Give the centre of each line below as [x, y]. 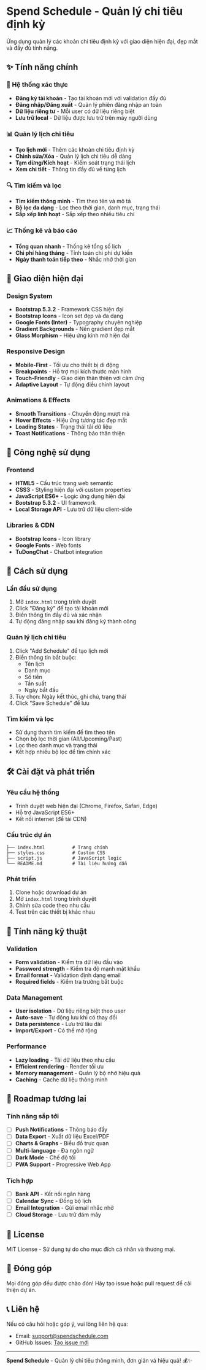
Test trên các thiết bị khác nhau [55, 912]
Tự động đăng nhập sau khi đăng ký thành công [76, 621]
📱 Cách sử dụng [37, 571]
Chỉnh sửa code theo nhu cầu [52, 905]
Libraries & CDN [31, 525]
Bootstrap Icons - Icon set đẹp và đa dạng [69, 316]
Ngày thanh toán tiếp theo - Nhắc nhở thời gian [76, 259]
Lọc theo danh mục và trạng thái [56, 745]
